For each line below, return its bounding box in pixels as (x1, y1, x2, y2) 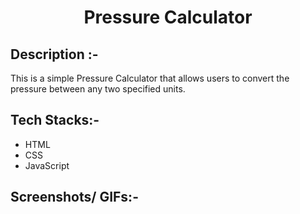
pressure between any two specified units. (10, 83, 186, 95)
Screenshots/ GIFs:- (10, 189, 139, 206)
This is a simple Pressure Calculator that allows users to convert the (10, 72, 290, 84)
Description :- (10, 46, 99, 63)
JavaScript (24, 159, 70, 171)
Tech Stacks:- (10, 112, 100, 129)
